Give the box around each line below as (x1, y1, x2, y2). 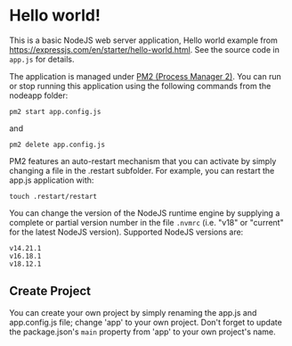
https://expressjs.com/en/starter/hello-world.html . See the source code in (9, 44, 280, 54)
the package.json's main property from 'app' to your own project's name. (9, 326, 276, 337)
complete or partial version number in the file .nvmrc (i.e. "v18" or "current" (9, 217, 284, 227)
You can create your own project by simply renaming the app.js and (9, 307, 257, 317)
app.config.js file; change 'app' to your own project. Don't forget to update (9, 317, 282, 327)
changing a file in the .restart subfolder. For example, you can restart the (9, 165, 275, 176)
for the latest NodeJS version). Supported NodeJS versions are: (9, 227, 244, 237)
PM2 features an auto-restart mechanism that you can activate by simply (9, 155, 277, 166)
